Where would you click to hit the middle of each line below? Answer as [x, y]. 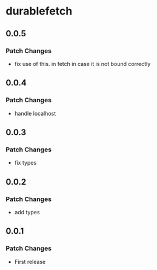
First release [30, 262]
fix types [25, 163]
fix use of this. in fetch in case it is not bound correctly [82, 64]
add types [27, 212]
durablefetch [39, 11]
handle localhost [35, 113]
